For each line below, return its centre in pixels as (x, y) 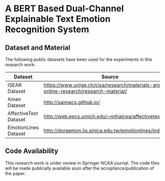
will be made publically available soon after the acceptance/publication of (80, 168)
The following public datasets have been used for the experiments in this (79, 59)
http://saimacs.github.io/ (72, 102)
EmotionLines (23, 127)
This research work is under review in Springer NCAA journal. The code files (82, 163)
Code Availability (32, 151)
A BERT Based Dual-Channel (65, 9)
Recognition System (47, 30)
